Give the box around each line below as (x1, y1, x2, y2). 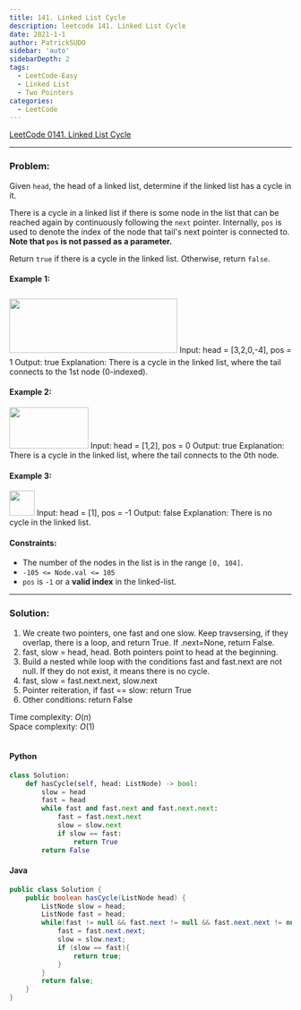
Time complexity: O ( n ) (9, 711, 92, 722)
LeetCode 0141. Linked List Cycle (9, 129, 132, 140)
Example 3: (9, 470, 52, 481)
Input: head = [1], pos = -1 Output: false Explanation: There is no (36, 508, 273, 518)
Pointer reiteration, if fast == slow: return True (21, 684, 193, 695)
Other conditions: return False (21, 694, 133, 705)
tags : (9, 64, 30, 73)
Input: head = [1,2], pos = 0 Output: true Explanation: (90, 440, 285, 450)
